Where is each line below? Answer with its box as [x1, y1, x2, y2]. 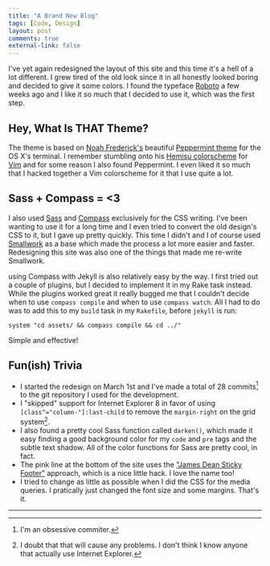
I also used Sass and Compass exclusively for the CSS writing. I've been [8, 213, 247, 222]
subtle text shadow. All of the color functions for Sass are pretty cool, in [19, 442, 258, 452]
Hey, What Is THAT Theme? [8, 122, 149, 135]
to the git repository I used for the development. [19, 390, 179, 399]
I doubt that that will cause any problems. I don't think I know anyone [19, 540, 248, 550]
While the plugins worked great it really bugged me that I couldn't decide [8, 288, 250, 298]
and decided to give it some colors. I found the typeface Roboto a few [8, 81, 239, 91]
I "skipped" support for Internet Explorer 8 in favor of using [19, 399, 215, 408]
